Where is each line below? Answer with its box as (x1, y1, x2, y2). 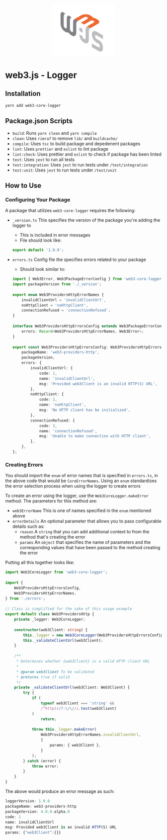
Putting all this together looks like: (5, 560, 75, 566)
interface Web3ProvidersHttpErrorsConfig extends (12, 324, 118, 329)
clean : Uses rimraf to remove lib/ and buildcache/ (12, 135, 118, 141)
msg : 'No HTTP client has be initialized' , (39, 408, 131, 413)
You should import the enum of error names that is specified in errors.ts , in (5, 473, 158, 479)
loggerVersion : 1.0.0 (5, 799, 50, 804)
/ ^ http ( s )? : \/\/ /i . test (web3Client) (40, 706, 117, 711)
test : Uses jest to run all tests (12, 156, 75, 163)
